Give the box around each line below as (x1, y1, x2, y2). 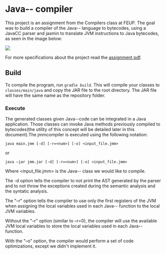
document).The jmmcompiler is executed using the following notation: (5, 132, 148, 138)
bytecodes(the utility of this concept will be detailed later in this (5, 127, 135, 132)
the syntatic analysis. (5, 188, 49, 194)
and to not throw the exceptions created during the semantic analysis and (5, 183, 156, 189)
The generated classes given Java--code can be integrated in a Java (5, 116, 146, 122)
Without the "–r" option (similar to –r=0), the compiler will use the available (5, 218, 157, 224)
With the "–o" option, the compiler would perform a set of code (5, 238, 134, 244)
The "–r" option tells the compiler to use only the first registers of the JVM (5, 198, 156, 204)
